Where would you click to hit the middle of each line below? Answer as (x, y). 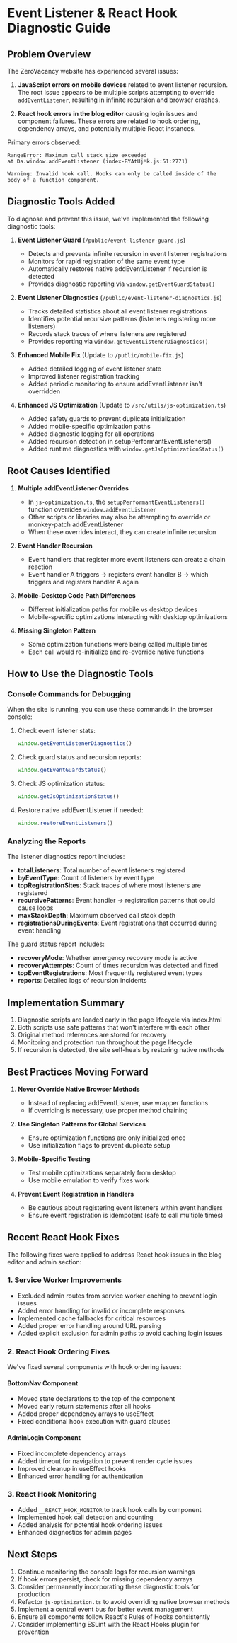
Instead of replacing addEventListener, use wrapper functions (118, 1102)
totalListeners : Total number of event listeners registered (101, 870)
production (34, 1594)
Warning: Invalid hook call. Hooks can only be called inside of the (112, 174)
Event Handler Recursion (55, 546)
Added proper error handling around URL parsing (89, 1325)
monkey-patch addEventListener (76, 524)
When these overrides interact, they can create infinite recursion (122, 531)
